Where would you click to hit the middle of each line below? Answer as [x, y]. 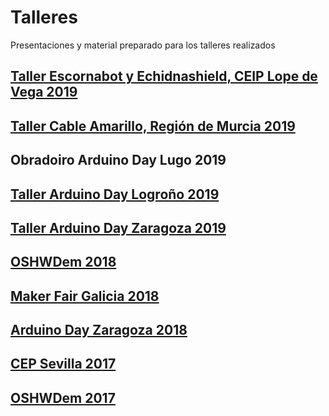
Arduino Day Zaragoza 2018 [99, 330]
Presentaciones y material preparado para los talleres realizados [143, 45]
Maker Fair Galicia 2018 [85, 296]
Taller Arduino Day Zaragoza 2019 [118, 227]
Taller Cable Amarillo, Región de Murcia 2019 [153, 126]
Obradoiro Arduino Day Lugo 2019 [118, 160]
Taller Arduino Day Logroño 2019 [115, 194]
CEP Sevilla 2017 [63, 364]
